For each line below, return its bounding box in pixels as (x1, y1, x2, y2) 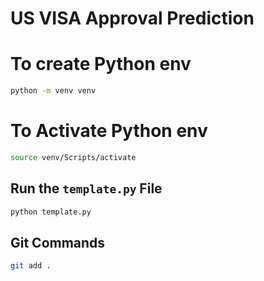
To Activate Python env (10, 120, 208, 142)
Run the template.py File (10, 180, 163, 197)
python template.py (10, 207, 92, 217)
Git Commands (10, 234, 106, 251)
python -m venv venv (10, 86, 97, 96)
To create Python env (10, 53, 192, 76)
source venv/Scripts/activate (10, 152, 137, 162)
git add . (10, 261, 52, 271)
